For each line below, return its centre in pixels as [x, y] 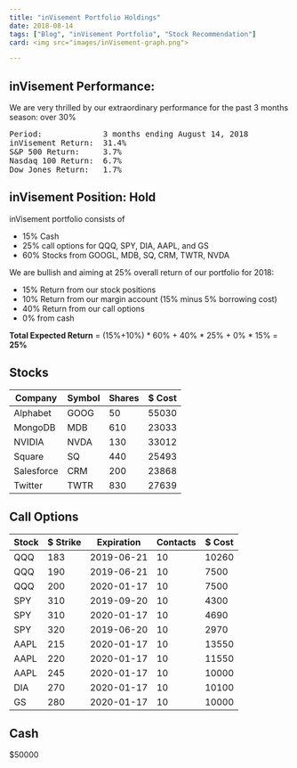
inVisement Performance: [82, 86]
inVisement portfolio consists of [67, 218]
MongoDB [35, 427]
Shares [124, 397]
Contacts [176, 542]
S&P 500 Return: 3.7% [66, 152]
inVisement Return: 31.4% [68, 143]
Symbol [84, 397]
